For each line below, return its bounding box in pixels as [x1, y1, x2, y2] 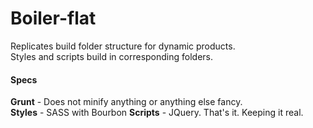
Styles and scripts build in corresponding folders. [10, 50, 214, 62]
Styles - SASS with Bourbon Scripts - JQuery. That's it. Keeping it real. [10, 107, 304, 119]
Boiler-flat [10, 7, 97, 30]
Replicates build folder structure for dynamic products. [10, 40, 236, 52]
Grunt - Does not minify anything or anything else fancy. [10, 96, 243, 108]
